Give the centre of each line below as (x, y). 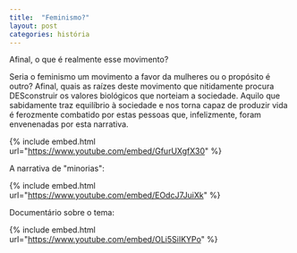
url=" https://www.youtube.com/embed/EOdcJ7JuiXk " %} (115, 195)
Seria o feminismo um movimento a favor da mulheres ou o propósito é (140, 77)
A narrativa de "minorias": (57, 169)
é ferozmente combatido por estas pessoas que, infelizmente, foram (136, 115)
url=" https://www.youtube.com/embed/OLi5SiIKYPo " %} (114, 240)
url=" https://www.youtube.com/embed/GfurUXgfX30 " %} (115, 151)
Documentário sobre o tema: (62, 213)
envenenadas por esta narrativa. (69, 124)
